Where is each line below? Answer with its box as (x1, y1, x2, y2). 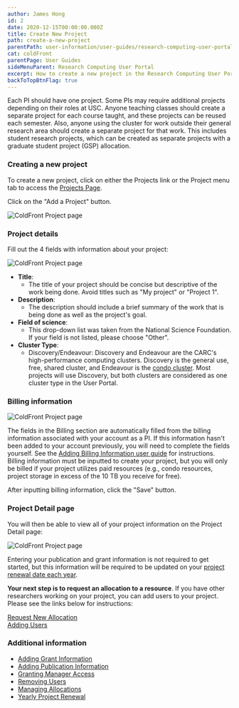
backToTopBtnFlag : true (7, 76, 78, 84)
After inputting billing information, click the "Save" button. (7, 486, 176, 494)
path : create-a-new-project (7, 37, 91, 44)
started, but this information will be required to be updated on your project (7, 563, 225, 571)
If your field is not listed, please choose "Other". (28, 333, 169, 342)
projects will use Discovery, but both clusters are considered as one (28, 371, 228, 379)
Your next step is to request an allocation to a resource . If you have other (7, 584, 225, 592)
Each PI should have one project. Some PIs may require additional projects (7, 96, 225, 105)
